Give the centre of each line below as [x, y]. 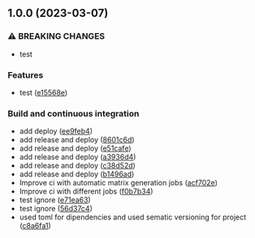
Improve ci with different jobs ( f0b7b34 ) [86, 191]
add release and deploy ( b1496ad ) [77, 174]
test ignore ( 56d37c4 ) [56, 209]
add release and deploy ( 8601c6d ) [77, 140]
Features [26, 74]
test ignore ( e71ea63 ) [55, 200]
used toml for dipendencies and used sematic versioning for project [133, 217]
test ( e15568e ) [43, 92]
